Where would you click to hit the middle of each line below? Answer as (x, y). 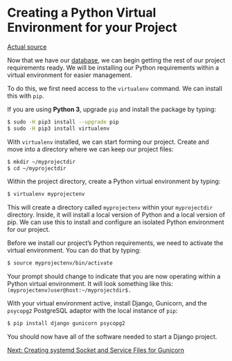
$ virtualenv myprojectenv (46, 194)
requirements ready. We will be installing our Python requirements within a (113, 67)
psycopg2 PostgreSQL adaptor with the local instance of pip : (92, 311)
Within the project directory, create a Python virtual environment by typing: (114, 181)
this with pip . (26, 96)
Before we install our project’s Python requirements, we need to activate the (115, 243)
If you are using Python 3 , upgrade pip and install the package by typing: (112, 109)
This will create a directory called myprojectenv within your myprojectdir (110, 208)
